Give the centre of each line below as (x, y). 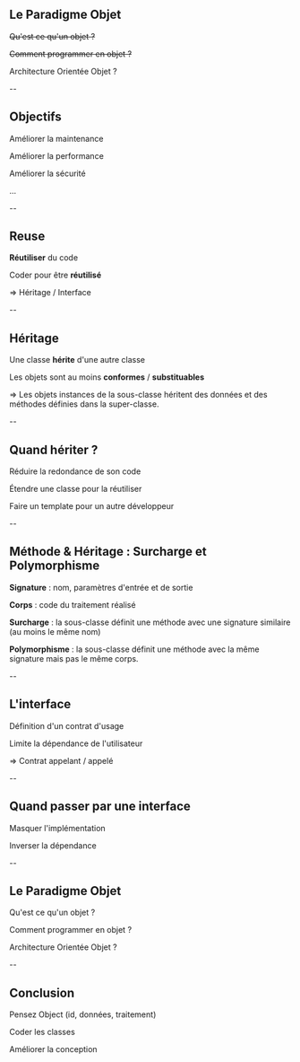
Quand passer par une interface (100, 807)
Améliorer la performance (57, 155)
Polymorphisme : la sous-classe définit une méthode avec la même (134, 649)
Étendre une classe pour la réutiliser (76, 489)
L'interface (40, 704)
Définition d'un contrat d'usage (67, 725)
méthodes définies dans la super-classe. (84, 404)
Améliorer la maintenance (56, 138)
